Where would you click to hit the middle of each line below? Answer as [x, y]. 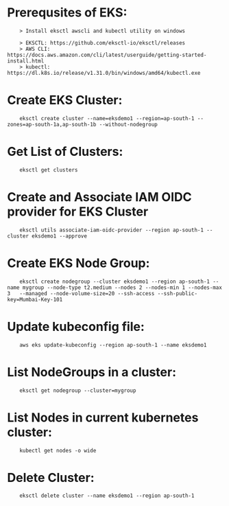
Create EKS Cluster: [65, 100]
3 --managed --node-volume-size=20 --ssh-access [81, 293]
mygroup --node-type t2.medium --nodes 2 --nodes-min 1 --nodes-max [122, 287]
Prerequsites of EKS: [67, 13]
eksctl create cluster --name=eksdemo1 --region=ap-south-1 [107, 118]
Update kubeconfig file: [76, 326]
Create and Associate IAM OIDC [99, 197]
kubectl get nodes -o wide [58, 450]
